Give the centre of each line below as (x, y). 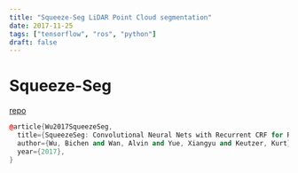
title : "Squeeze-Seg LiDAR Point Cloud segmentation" (111, 17)
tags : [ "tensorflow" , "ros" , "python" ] (83, 34)
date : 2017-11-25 (41, 26)
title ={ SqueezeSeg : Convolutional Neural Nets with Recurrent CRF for (150, 135)
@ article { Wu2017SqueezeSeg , (61, 127)
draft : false (33, 42)
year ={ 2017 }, (41, 152)
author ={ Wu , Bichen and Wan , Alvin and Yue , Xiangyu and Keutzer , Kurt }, (156, 143)
